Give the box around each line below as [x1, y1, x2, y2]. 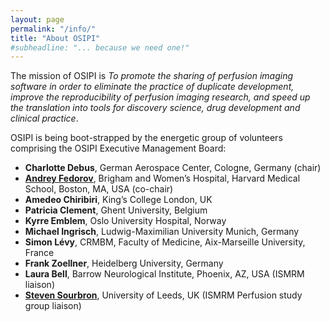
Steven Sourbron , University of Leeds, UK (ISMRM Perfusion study [24, 289, 303, 301]
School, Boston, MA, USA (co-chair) [24, 183, 174, 195]
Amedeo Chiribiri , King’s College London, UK [24, 194, 213, 206]
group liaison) [24, 300, 82, 312]
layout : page [10, 14, 65, 25]
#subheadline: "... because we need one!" [10, 42, 190, 53]
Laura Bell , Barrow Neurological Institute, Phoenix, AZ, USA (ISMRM [24, 268, 305, 280]
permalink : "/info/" [10, 24, 97, 34]
